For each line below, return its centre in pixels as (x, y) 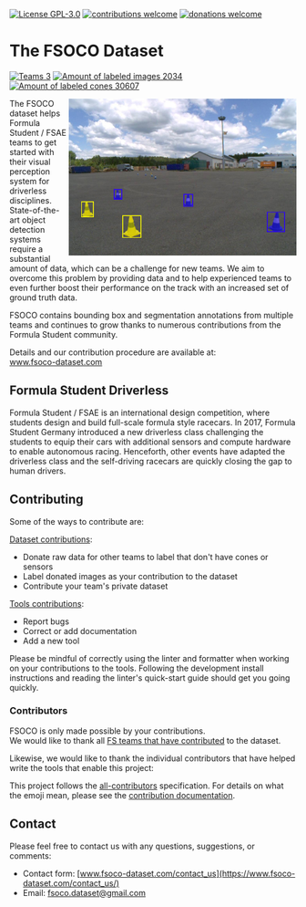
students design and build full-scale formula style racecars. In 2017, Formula (153, 422)
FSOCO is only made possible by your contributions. (107, 731)
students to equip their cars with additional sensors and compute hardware (150, 442)
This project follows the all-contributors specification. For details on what (147, 786)
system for (30, 181)
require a (26, 249)
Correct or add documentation (80, 631)
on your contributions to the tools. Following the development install (137, 668)
